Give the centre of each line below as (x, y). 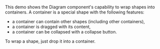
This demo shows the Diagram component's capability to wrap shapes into (80, 7)
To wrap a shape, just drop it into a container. (50, 41)
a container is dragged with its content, (51, 27)
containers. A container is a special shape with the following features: (75, 12)
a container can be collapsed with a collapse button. (64, 32)
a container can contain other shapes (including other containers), (78, 22)
